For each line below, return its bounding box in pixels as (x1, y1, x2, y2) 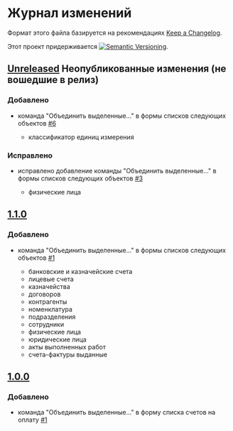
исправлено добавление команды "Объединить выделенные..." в (17, 166, 217, 175)
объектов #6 (17, 119, 57, 127)
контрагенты (28, 297, 67, 306)
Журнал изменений (7, 5, 132, 21)
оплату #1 (17, 415, 48, 424)
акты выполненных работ (28, 342, 107, 351)
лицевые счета (28, 275, 75, 283)
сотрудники (28, 320, 65, 328)
